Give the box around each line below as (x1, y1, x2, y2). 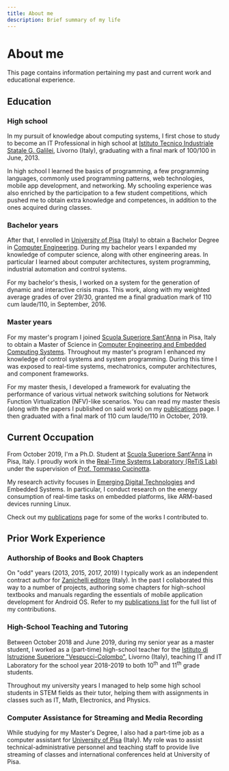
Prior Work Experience (7, 533, 106, 544)
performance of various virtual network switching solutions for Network (7, 390, 209, 398)
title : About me (7, 10, 53, 17)
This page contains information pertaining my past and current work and (7, 69, 212, 77)
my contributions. (7, 605, 57, 613)
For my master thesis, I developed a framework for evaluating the (7, 382, 191, 391)
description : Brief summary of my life (7, 16, 121, 23)
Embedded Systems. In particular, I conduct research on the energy (7, 485, 198, 493)
